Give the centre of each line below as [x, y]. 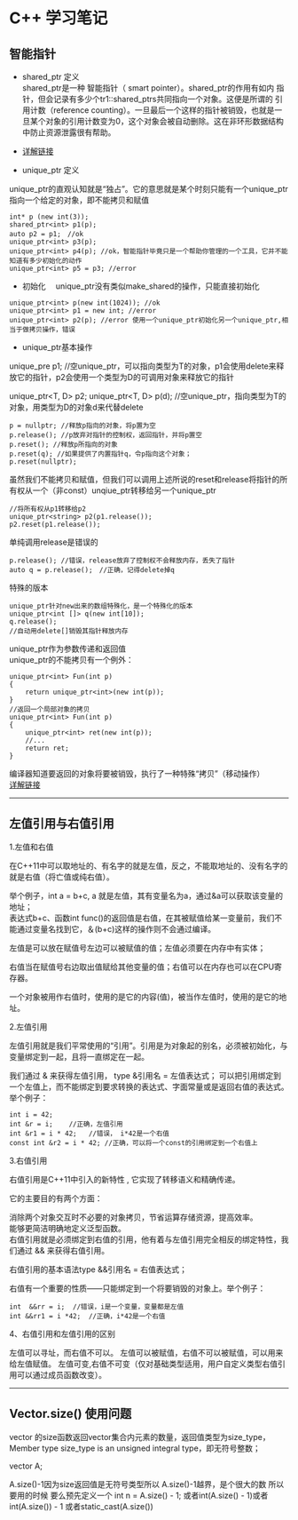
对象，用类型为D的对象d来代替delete [76, 407]
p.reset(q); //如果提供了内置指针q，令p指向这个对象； [101, 454]
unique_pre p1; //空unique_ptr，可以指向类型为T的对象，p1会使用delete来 [143, 366]
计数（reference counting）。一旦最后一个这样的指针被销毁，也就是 [152, 110]
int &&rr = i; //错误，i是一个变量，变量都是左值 [97, 1307]
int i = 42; [31, 1114]
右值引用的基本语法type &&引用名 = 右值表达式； [98, 1269]
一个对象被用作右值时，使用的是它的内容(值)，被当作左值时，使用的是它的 [144, 997]
